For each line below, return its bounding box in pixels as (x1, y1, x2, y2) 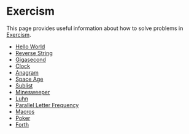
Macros (15, 108, 35, 115)
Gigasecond (15, 56, 46, 63)
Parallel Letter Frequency (15, 101, 79, 108)
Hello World (15, 43, 45, 50)
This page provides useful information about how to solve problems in (6, 24, 183, 32)
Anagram (15, 69, 39, 76)
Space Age (15, 75, 44, 83)
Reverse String (15, 49, 53, 56)
